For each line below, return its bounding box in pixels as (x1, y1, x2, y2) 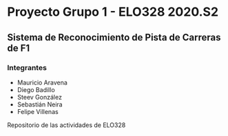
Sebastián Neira (17, 100, 63, 109)
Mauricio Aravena (17, 78, 68, 87)
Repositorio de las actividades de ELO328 (7, 121, 126, 129)
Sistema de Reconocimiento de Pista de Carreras (7, 32, 221, 43)
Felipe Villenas (17, 107, 59, 115)
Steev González (17, 93, 62, 101)
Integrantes (7, 63, 47, 72)
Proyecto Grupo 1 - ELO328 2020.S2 (7, 4, 219, 20)
